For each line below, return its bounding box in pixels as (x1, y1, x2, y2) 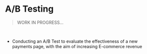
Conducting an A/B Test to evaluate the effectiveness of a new (12, 38, 138, 44)
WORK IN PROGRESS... (17, 19, 64, 25)
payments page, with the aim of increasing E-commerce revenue (12, 43, 143, 49)
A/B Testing (5, 3, 54, 15)
